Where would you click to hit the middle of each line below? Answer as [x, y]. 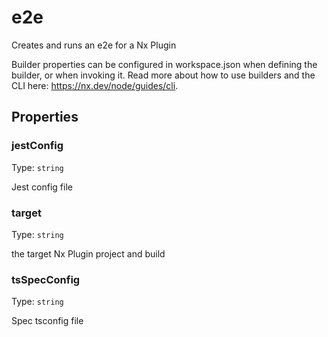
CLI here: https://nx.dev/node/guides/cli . [95, 85]
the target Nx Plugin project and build [88, 253]
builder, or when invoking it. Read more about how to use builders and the [163, 75]
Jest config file [42, 187]
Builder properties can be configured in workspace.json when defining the [164, 64]
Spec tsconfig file [47, 321]
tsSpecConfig [46, 279]
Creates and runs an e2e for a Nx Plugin [94, 45]
